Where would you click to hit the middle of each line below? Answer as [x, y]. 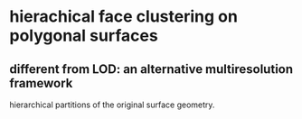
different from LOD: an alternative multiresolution [151, 69]
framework [41, 83]
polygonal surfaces [84, 36]
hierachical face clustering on [123, 17]
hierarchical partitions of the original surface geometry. [112, 105]
